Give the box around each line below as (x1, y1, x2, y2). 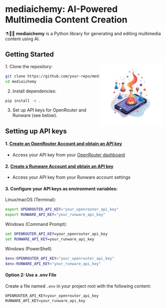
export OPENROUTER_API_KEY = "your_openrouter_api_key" (5, 207, 119, 212)
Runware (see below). (12, 112, 58, 118)
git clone (5, 74, 26, 79)
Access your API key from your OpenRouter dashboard (12, 152, 125, 158)
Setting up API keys (5, 127, 67, 135)
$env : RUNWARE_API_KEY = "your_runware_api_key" (5, 261, 101, 266)
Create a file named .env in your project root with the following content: (5, 283, 152, 289)
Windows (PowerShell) (5, 245, 52, 252)
